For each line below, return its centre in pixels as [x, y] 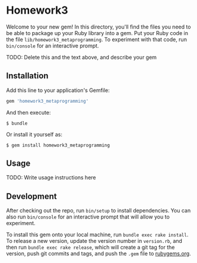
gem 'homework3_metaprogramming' [47, 101]
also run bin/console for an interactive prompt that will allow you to [88, 217]
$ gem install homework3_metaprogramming [58, 145]
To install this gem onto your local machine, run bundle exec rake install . [97, 235]
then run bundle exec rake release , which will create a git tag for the [90, 248]
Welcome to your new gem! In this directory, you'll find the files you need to [99, 27]
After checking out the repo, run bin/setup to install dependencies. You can [99, 211]
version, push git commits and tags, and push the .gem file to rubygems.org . [99, 254]
